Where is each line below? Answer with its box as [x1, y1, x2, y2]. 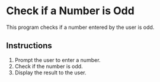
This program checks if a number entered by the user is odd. [6, 24, 155, 31]
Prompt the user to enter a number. [14, 56, 101, 63]
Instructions [6, 41, 52, 51]
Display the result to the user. [14, 69, 87, 76]
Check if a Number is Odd [6, 4, 135, 18]
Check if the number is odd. [14, 63, 83, 70]
